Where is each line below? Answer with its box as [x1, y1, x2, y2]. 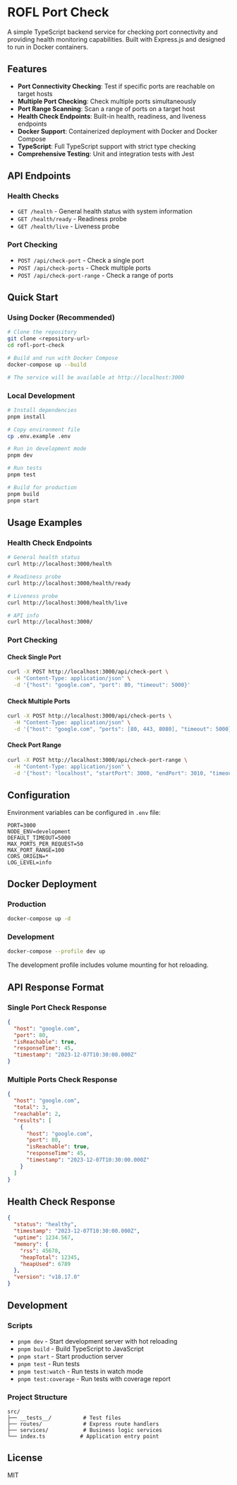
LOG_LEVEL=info [7, 859, 52, 866]
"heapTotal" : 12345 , [20, 1254, 80, 1261]
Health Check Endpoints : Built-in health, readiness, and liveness [17, 112, 207, 120]
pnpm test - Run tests [17, 1359, 80, 1368]
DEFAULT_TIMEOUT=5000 [7, 834, 71, 841]
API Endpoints [7, 170, 71, 182]
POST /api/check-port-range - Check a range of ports [17, 271, 174, 279]
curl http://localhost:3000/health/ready [7, 580, 131, 587]
